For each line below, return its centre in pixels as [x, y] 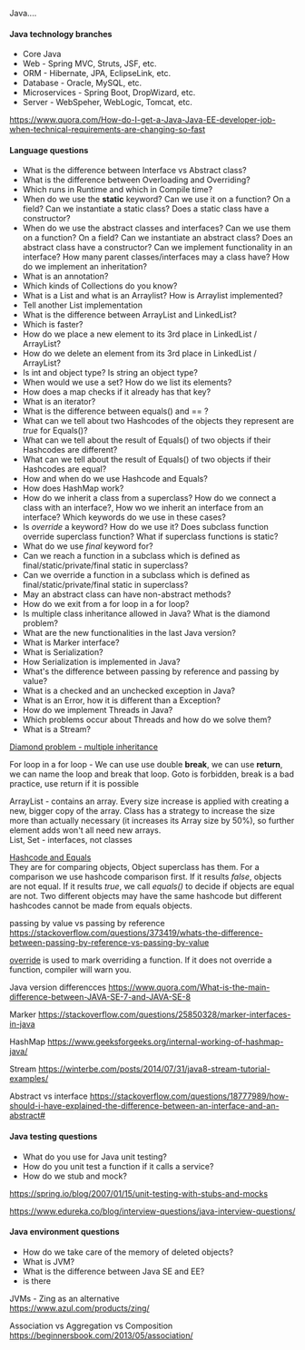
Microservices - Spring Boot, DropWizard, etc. [109, 93]
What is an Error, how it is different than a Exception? [121, 700]
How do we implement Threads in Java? [98, 710]
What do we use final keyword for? [88, 546]
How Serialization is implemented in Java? [101, 662]
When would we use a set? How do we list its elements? [127, 382]
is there [37, 1281]
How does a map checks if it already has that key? [117, 392]
